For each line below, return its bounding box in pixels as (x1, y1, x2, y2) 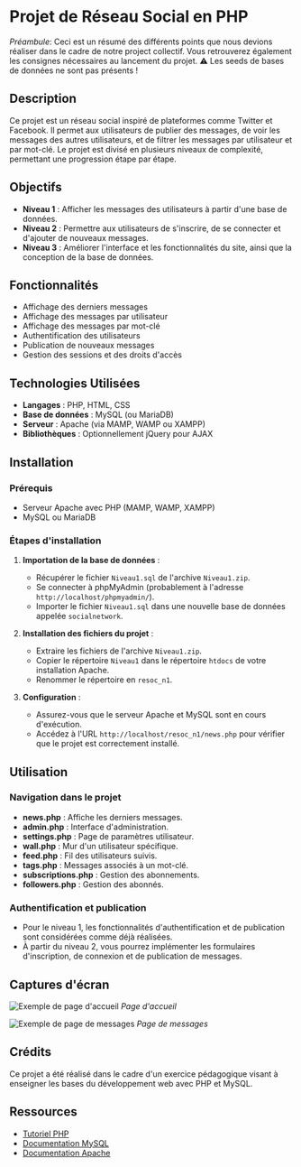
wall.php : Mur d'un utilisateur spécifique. (22, 840, 178, 851)
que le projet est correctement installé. (35, 738, 180, 749)
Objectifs (9, 180, 63, 195)
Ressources (9, 1104, 78, 1120)
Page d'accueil (120, 1000, 178, 1012)
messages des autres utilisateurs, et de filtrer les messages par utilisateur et (9, 134, 293, 145)
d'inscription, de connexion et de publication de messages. (22, 950, 242, 962)
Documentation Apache (22, 1147, 111, 1158)
